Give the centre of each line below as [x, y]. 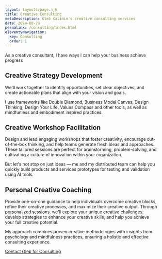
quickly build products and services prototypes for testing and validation [78, 169]
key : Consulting [26, 37]
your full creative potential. [32, 222]
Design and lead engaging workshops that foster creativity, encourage [76, 139]
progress [14, 60]
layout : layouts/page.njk [31, 9]
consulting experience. [28, 242]
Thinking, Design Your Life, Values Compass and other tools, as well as [76, 107]
